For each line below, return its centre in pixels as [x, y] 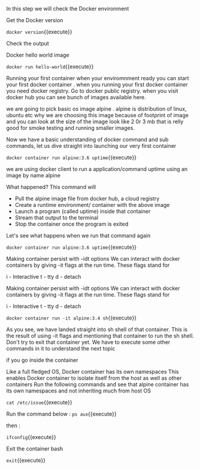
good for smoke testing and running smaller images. [70, 128]
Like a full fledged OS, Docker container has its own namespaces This [93, 371]
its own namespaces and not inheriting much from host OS [79, 391]
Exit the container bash [35, 449]
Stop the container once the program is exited [72, 224]
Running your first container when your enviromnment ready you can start [98, 78]
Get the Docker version [35, 20]
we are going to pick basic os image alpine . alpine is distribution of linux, [96, 109]
